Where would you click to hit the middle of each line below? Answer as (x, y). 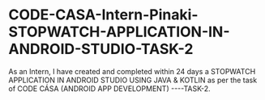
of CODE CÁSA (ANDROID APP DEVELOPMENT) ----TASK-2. (109, 88)
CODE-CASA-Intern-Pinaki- (103, 15)
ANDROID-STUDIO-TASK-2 (101, 49)
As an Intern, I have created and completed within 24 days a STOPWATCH (132, 71)
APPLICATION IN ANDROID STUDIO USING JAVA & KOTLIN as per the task (133, 80)
